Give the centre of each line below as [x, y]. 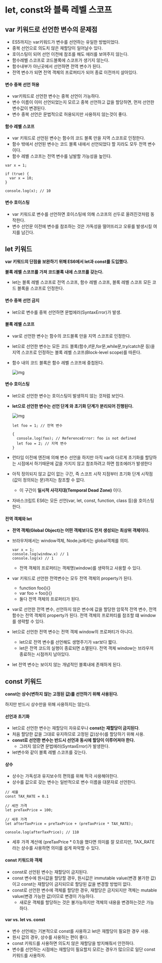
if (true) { [17, 174]
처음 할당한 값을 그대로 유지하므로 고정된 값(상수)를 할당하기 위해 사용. [78, 734]
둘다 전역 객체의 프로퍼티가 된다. [50, 599]
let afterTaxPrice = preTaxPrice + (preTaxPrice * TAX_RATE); [69, 824]
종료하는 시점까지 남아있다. [45, 654]
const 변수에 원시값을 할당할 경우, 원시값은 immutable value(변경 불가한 [81, 878]
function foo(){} [35, 588]
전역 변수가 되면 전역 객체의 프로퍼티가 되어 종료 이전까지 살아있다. [75, 72]
